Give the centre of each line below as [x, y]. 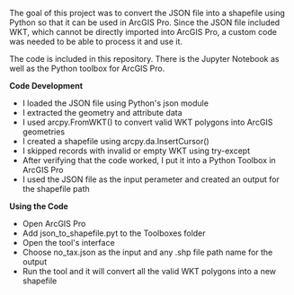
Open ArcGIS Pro [54, 224]
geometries [44, 132]
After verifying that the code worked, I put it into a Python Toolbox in [149, 160]
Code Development [46, 86]
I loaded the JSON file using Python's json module [116, 103]
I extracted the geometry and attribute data [102, 113]
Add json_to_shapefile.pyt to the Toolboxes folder [114, 233]
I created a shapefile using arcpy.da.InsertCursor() [116, 141]
